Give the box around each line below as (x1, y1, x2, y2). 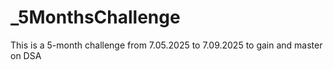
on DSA (10, 49, 42, 61)
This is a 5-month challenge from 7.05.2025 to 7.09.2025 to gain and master (10, 39, 323, 51)
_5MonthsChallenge (10, 6, 181, 29)
